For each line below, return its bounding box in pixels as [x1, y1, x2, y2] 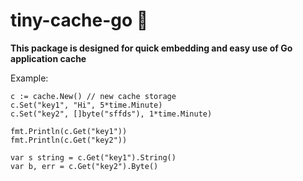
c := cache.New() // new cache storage [10, 91, 177, 101]
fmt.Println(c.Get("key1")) [10, 126, 128, 136]
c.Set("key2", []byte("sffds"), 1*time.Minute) [10, 109, 213, 119]
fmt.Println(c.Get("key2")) [10, 135, 128, 145]
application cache [10, 52, 87, 64]
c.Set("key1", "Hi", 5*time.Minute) [10, 100, 163, 110]
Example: [10, 72, 49, 84]
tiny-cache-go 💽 [10, 9, 149, 32]
